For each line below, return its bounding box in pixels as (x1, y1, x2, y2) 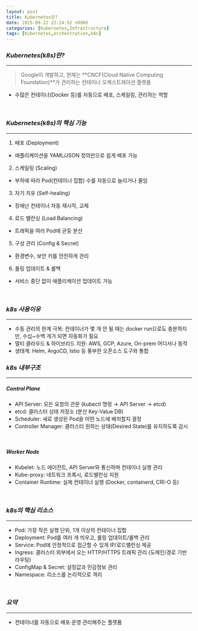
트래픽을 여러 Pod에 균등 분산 (14, 227, 83, 234)
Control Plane (6, 385, 41, 392)
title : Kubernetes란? (6, 14, 58, 20)
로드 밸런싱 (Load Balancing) (14, 214, 83, 222)
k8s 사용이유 (6, 305, 41, 313)
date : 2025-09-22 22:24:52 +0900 (6, 20, 88, 25)
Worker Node (6, 448, 39, 455)
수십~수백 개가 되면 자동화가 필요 (22, 332, 98, 340)
